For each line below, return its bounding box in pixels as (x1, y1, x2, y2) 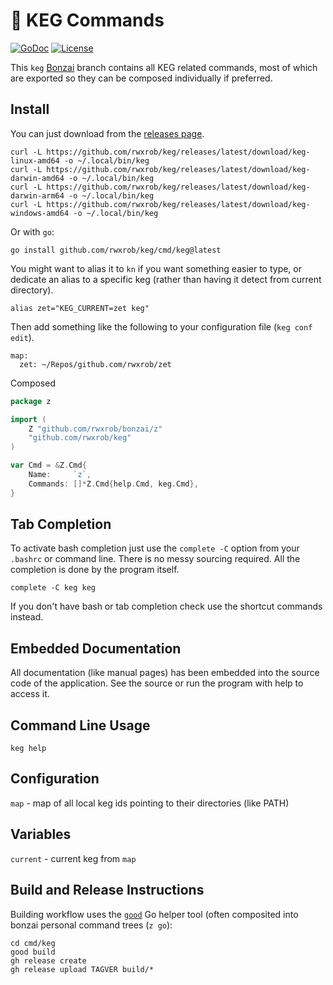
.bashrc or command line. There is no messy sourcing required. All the (10, 553, 301, 565)
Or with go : (10, 225, 55, 238)
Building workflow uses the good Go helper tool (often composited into (10, 908, 299, 920)
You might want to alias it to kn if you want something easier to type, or (10, 262, 303, 274)
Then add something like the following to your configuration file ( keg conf (10, 320, 313, 333)
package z (10, 396, 52, 406)
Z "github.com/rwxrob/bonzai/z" (28, 424, 163, 434)
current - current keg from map (10, 852, 137, 864)
